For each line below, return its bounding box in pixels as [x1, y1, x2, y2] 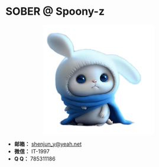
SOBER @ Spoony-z [5, 5, 105, 18]
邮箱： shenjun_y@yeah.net [14, 140, 82, 148]
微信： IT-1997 [14, 148, 50, 155]
